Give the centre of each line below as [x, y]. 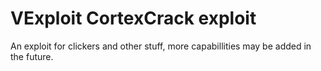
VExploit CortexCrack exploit [133, 18]
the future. [32, 56]
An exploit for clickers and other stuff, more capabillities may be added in [161, 46]
